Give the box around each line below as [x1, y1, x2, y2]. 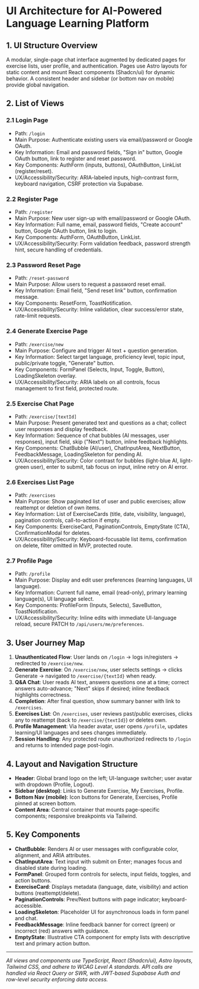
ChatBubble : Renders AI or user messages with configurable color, [14, 845, 179, 852]
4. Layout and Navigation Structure [6, 759, 138, 769]
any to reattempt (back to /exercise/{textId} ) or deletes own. [14, 716, 167, 724]
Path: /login [14, 129, 46, 137]
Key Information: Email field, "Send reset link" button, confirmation [14, 287, 177, 294]
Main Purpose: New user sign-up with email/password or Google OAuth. [14, 215, 191, 222]
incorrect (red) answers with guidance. [14, 927, 110, 934]
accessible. [14, 902, 43, 909]
